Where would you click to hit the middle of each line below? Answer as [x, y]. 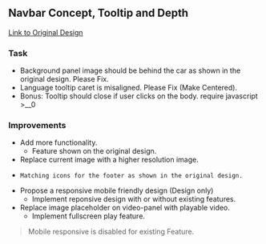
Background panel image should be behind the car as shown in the [130, 70]
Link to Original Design [46, 32]
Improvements [37, 126]
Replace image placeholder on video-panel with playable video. [125, 208]
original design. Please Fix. [64, 79]
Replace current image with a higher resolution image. [109, 160]
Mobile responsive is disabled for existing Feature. [111, 232]
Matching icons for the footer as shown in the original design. [131, 176]
